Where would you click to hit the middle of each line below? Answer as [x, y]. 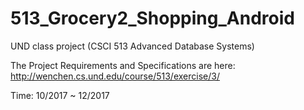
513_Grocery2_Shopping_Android [152, 18]
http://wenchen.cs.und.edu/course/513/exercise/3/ [115, 76]
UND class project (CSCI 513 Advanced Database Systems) [132, 46]
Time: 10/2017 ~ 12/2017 [60, 95]
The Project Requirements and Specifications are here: [123, 65]
